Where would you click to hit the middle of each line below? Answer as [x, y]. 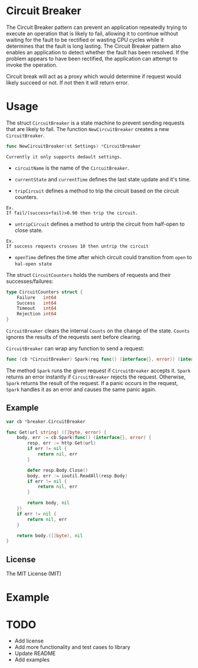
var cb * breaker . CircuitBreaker [46, 421]
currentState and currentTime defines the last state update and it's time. [103, 179]
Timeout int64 [37, 308]
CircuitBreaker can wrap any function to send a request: [75, 348]
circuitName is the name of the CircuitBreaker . [72, 168]
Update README [35, 653]
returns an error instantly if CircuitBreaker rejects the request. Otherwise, [96, 377]
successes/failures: [30, 281]
